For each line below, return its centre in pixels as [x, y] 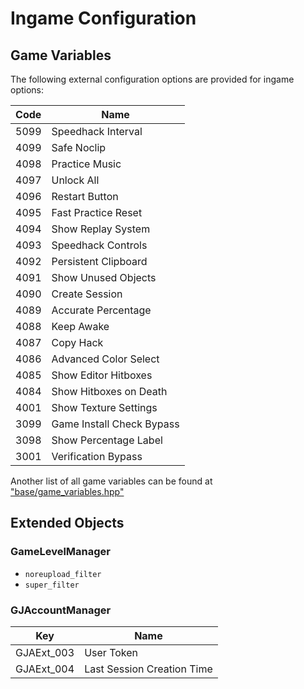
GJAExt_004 [45, 669]
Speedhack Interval [97, 131]
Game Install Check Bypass [115, 424]
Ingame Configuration [103, 18]
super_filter [52, 585]
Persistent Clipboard [99, 261]
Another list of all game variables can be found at [111, 481]
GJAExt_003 [45, 652]
